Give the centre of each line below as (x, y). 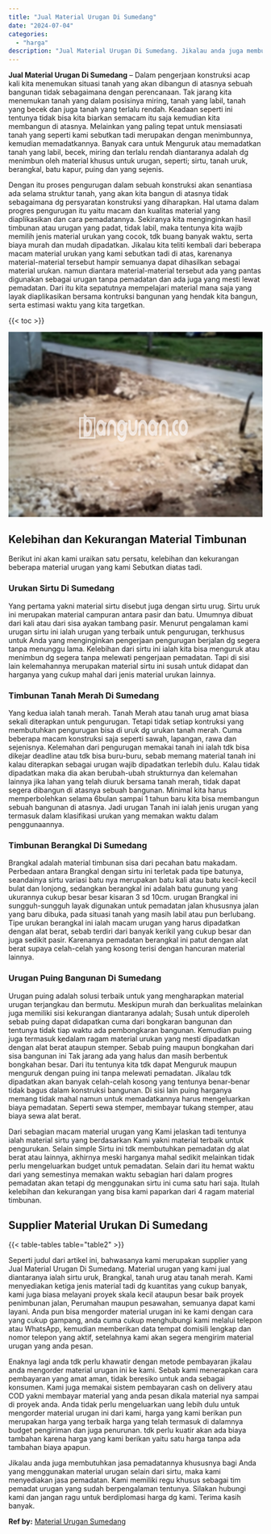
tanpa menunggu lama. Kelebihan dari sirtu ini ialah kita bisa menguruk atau (134, 649)
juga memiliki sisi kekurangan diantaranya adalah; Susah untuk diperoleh (129, 1013)
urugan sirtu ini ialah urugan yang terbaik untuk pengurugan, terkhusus (127, 631)
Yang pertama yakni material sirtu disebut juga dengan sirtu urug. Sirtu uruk (134, 606)
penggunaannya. (36, 825)
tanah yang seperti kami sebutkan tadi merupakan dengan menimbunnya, (131, 135)
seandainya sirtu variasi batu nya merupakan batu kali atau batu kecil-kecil (132, 880)
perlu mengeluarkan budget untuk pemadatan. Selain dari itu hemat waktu (132, 1165)
